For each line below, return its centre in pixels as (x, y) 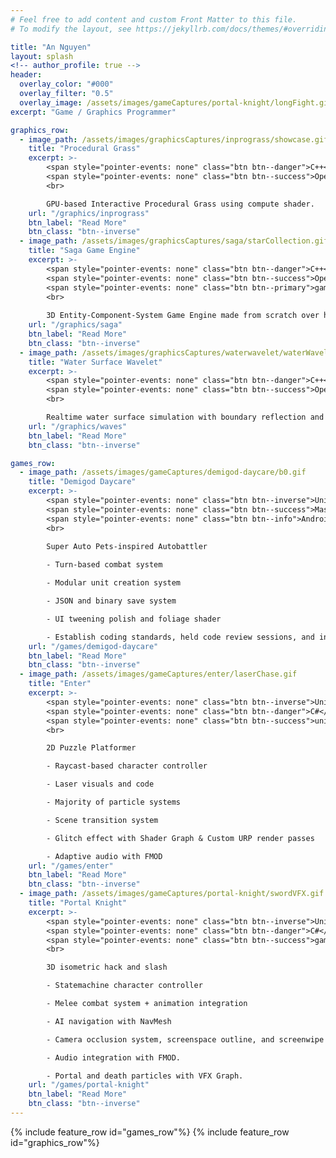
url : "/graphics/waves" (78, 426)
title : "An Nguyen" (51, 47)
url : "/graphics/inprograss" (89, 213)
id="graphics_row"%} (55, 1142)
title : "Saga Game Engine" (84, 251)
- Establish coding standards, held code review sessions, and (180, 637)
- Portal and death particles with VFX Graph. (145, 1076)
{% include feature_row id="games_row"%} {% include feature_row (150, 1132)
